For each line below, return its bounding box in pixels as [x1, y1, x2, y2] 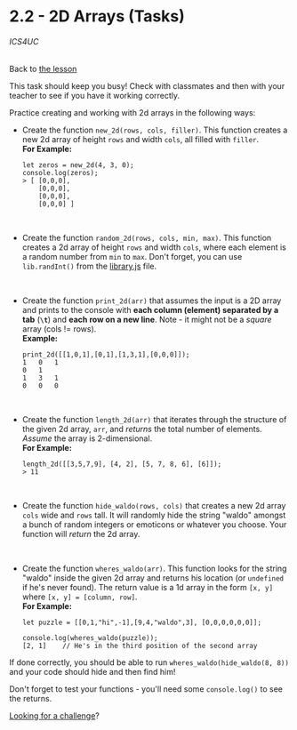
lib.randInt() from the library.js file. [21, 261, 157, 272]
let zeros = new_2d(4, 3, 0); [21, 161, 135, 170]
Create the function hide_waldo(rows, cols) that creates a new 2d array [21, 501, 286, 511]
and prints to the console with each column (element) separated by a [21, 305, 279, 316]
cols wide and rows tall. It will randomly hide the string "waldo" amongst [21, 509, 286, 521]
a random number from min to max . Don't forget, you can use [21, 252, 243, 262]
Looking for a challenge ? [9, 710, 100, 721]
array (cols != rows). [21, 324, 97, 334]
